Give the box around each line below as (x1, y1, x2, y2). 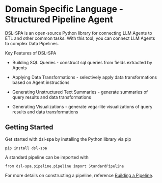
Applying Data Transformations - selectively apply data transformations (12, 74, 157, 80)
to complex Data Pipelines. (5, 40, 59, 46)
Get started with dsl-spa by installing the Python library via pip (5, 136, 132, 142)
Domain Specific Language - (5, 3, 124, 15)
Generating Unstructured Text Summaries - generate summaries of (12, 89, 148, 95)
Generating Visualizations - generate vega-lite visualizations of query (12, 104, 153, 109)
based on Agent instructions (12, 79, 70, 85)
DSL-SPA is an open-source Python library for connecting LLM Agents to (5, 30, 152, 36)
